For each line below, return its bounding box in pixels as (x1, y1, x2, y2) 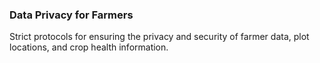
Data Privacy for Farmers (9, 8, 134, 22)
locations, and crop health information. (9, 41, 169, 53)
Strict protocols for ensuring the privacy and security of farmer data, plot (9, 31, 310, 43)
